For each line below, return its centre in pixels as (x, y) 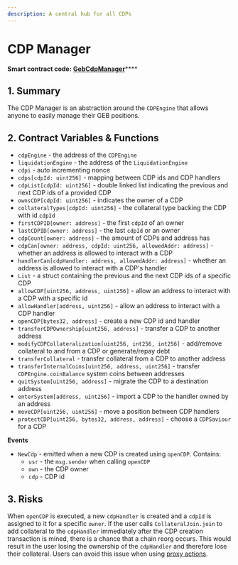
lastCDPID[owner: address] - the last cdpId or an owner (98, 231)
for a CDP (32, 427)
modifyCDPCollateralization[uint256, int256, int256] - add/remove (120, 344)
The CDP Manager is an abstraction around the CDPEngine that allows (108, 108)
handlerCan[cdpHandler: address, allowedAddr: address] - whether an (121, 260)
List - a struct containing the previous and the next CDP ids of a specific (124, 276)
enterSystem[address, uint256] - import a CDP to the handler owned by (123, 396)
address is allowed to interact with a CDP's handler (92, 268)
